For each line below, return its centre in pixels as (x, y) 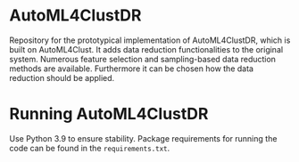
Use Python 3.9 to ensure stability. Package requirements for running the (143, 138)
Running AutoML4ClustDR (109, 114)
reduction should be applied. (62, 77)
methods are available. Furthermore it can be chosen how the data (132, 69)
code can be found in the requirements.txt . (90, 148)
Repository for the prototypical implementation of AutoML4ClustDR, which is (150, 40)
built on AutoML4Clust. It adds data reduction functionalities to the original (146, 49)
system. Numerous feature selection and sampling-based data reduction (143, 59)
